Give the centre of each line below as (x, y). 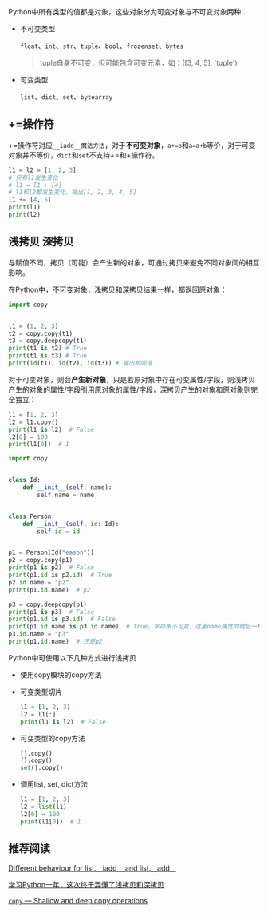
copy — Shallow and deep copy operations (78, 901)
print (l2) (25, 215)
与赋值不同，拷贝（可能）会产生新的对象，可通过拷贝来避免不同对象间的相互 (134, 262)
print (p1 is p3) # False (51, 612)
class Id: (25, 480)
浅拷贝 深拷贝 (41, 242)
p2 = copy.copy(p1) (41, 560)
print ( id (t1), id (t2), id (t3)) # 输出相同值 (81, 363)
